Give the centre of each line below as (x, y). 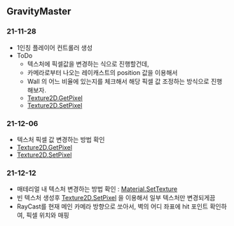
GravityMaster (39, 12)
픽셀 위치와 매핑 (48, 216)
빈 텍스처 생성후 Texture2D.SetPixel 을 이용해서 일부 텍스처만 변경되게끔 (116, 198)
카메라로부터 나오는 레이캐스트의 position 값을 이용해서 (102, 72)
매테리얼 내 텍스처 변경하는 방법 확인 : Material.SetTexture (97, 189)
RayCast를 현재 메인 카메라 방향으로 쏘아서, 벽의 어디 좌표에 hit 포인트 (112, 206)
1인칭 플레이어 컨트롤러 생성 (54, 48)
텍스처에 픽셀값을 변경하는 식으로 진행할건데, (88, 64)
